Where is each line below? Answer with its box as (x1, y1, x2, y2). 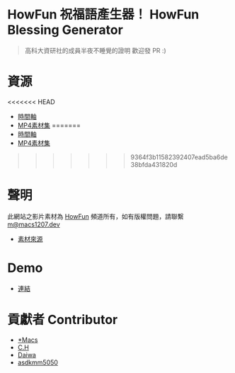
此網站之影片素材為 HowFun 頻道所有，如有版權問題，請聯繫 (7, 212, 184, 220)
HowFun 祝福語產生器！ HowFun (7, 6, 200, 23)
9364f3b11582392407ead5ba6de (130, 153, 228, 161)
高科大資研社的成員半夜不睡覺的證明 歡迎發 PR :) (24, 46, 166, 54)
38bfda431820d (130, 160, 178, 168)
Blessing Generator (7, 22, 124, 38)
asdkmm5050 (17, 358, 59, 367)
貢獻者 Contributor (7, 311, 118, 328)
